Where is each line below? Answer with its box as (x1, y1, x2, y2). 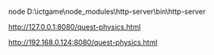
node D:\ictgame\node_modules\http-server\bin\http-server (8, 7, 206, 16)
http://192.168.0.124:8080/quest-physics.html (8, 37, 158, 47)
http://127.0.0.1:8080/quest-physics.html (8, 22, 141, 31)
